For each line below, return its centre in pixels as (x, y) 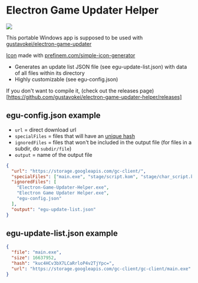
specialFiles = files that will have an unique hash (75, 136)
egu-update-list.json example (62, 233)
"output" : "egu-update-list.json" (54, 209)
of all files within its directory (50, 73)
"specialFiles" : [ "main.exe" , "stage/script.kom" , (75, 177)
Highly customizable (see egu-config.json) (66, 79)
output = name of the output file (53, 154)
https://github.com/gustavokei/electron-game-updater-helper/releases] (95, 97)
